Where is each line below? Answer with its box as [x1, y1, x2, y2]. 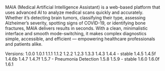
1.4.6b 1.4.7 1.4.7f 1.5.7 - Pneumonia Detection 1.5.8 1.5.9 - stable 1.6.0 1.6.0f [5, 56, 160, 62]
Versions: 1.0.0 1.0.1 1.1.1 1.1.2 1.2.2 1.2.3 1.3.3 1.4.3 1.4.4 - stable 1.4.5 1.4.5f [5, 51, 156, 57]
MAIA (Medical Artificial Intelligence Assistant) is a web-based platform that [5, 4, 161, 10]
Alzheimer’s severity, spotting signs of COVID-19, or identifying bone [5, 20, 146, 26]
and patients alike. [5, 41, 43, 47]
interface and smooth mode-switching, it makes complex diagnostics [5, 31, 147, 36]
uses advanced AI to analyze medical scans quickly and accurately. [5, 9, 144, 15]
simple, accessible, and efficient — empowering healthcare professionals [5, 36, 156, 42]
